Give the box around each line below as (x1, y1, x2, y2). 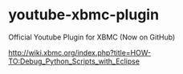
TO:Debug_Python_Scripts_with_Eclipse (8, 56, 140, 66)
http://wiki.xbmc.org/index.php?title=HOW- (8, 47, 151, 57)
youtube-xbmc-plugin (8, 6, 159, 24)
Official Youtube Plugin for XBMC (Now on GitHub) (8, 32, 176, 42)
